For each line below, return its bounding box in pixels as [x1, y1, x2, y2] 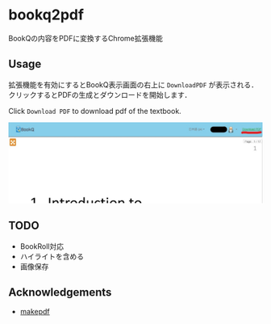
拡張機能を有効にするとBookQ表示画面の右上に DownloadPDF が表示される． [8, 79, 259, 90]
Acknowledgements [8, 285, 112, 299]
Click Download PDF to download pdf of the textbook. [8, 106, 181, 116]
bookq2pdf [8, 6, 85, 24]
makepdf [19, 307, 50, 317]
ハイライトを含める [19, 251, 85, 261]
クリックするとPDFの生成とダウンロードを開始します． [8, 90, 192, 99]
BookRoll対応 [19, 241, 65, 251]
